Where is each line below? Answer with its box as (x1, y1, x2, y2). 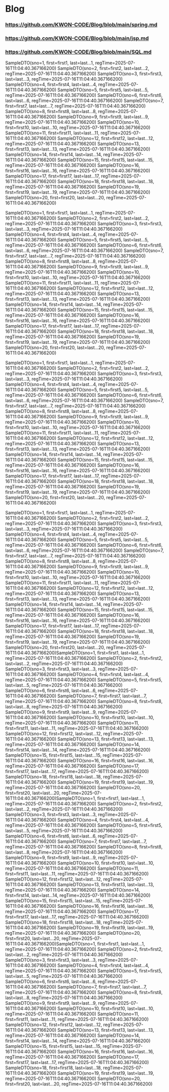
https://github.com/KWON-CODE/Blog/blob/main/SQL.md (5, 48, 152, 55)
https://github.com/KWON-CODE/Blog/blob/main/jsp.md (5, 35, 149, 42)
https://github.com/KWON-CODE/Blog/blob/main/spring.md (5, 21, 158, 28)
